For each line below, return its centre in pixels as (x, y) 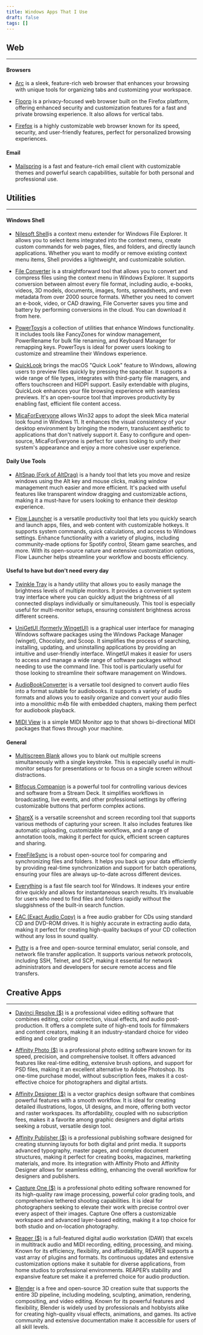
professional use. (37, 179)
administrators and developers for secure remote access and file (95, 967)
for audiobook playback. (45, 710)
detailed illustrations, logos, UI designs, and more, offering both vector (103, 1107)
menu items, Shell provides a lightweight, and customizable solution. (100, 259)
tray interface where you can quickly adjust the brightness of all (94, 597)
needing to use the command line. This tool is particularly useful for (99, 667)
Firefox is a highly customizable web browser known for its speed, (97, 126)
